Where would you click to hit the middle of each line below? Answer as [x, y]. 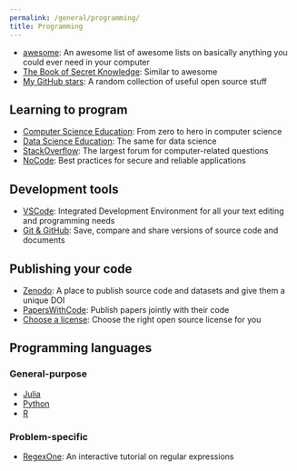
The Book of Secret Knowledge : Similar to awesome [120, 71]
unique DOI [44, 300]
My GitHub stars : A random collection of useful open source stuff [145, 81]
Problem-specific [49, 436]
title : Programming [46, 26]
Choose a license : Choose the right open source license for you [142, 319]
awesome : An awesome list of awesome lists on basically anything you [155, 52]
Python [36, 403]
